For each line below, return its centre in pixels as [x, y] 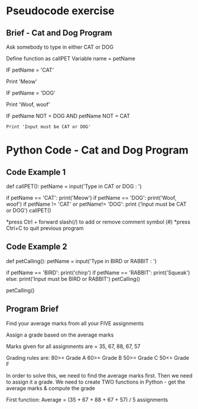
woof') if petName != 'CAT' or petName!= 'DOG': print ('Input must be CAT [97, 204]
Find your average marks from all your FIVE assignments [75, 323]
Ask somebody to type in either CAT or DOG [60, 47]
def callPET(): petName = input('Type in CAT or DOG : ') [74, 186]
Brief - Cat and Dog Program [59, 33]
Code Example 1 [36, 172]
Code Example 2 [37, 247]
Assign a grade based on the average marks [60, 335]
